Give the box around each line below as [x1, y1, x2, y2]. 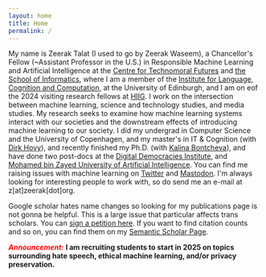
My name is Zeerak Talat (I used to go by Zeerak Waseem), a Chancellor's [8, 49, 253, 59]
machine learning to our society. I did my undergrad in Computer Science [8, 126, 252, 135]
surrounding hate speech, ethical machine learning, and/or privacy [8, 251, 237, 261]
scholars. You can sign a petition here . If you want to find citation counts [8, 218, 248, 228]
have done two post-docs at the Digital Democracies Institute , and [8, 151, 227, 161]
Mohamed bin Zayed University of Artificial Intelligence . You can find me [8, 160, 248, 170]
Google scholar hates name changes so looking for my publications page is [8, 201, 258, 211]
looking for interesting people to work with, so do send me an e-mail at [8, 177, 243, 187]
